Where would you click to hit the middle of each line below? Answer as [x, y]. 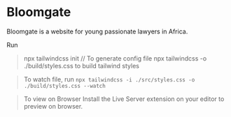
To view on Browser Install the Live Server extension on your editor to [124, 99]
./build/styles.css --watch [64, 86]
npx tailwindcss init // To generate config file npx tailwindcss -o [115, 58]
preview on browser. [53, 106]
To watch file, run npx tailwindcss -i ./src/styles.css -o [109, 79]
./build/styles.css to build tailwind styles [81, 65]
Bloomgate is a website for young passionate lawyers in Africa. [97, 31]
